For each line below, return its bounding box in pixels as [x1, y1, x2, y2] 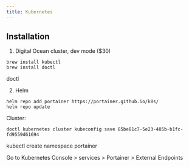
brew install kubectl [6, 59, 61, 66]
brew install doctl [6, 64, 56, 70]
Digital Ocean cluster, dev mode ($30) [15, 47, 111, 55]
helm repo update [6, 104, 50, 110]
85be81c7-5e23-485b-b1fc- [117, 126, 184, 132]
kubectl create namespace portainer [6, 142, 98, 149]
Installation [6, 32, 50, 42]
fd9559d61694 [6, 132, 40, 138]
